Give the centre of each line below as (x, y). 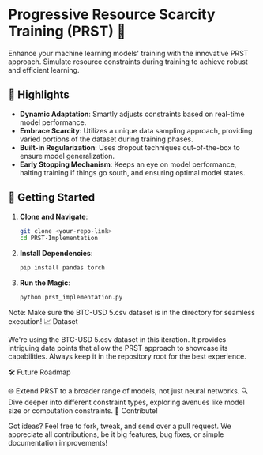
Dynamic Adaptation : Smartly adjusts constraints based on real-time (132, 114)
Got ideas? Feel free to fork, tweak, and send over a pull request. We (120, 426)
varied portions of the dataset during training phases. (106, 139)
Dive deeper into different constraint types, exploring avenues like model (126, 402)
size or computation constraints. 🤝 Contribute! (83, 411)
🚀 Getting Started (52, 198)
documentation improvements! (58, 443)
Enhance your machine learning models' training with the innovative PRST (128, 53)
